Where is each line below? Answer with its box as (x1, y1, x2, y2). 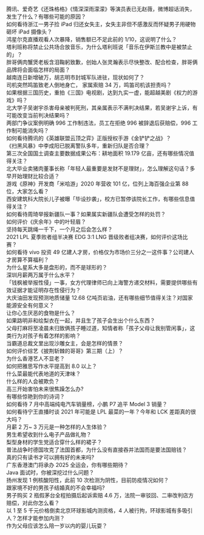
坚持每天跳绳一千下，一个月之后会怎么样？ (6, 226, 113, 233)
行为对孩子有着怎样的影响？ (11, 332, 81, 339)
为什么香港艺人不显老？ (6, 355, 65, 362)
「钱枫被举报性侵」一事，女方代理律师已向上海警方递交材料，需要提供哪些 (6, 279, 192, 286)
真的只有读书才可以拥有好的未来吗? (6, 454, 95, 461)
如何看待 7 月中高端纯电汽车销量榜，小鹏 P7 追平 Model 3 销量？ (6, 401, 168, 407)
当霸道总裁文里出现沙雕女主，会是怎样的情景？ (6, 340, 123, 347)
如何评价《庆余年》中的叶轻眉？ (6, 218, 86, 225)
